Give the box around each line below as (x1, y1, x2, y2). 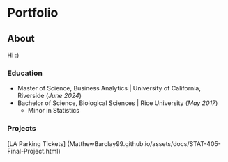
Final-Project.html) (7, 147, 61, 155)
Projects (7, 124, 36, 133)
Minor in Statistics (27, 106, 80, 115)
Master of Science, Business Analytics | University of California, (17, 84, 201, 92)
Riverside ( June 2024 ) (17, 92, 82, 100)
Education (7, 68, 43, 78)
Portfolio (7, 5, 59, 21)
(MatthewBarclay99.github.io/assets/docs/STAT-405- (67, 139, 221, 147)
